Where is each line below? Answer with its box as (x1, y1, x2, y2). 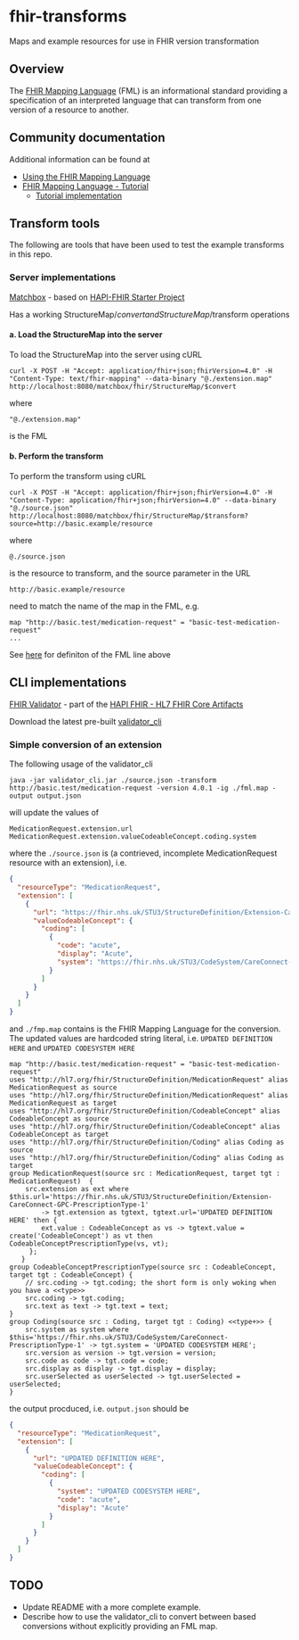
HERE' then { (9, 1216, 58, 1225)
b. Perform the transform (9, 451, 104, 461)
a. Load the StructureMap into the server (9, 329, 163, 340)
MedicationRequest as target (9, 1099, 117, 1108)
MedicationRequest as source (9, 1083, 117, 1092)
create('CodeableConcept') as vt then (9, 1231, 153, 1241)
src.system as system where (25, 1325, 129, 1335)
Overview (9, 62, 65, 77)
